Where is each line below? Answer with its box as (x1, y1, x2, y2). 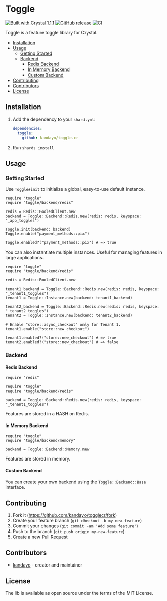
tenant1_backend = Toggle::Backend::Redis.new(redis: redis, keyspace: (5, 287, 159, 292)
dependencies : (12, 126, 43, 131)
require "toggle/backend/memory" (5, 438, 76, 443)
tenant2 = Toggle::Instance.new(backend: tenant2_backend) (5, 313, 133, 319)
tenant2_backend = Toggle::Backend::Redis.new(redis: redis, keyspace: (5, 304, 159, 309)
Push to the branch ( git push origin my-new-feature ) (12, 528, 125, 535)
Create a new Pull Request (12, 534, 68, 540)
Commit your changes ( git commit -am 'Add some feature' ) (12, 523, 138, 529)
